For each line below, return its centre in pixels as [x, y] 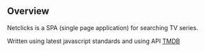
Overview [28, 11]
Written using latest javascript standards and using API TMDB [94, 41]
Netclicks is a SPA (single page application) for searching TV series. [102, 27]
